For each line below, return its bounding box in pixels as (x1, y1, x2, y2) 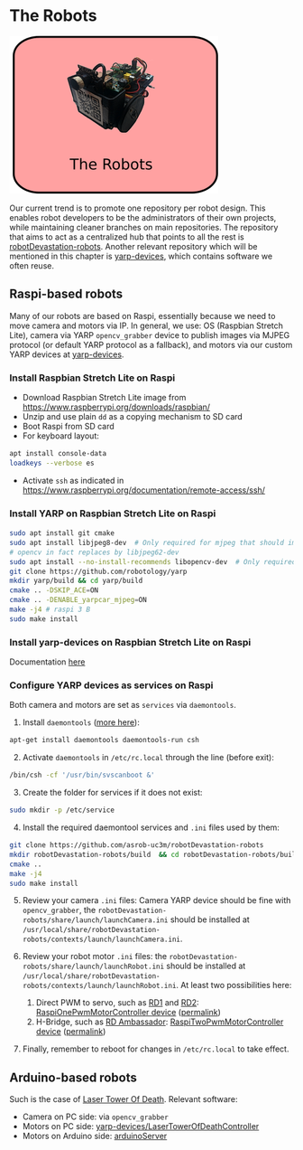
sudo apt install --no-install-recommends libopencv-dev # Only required (9, 557, 297, 566)
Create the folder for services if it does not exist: (22, 787, 203, 798)
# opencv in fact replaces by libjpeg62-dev (9, 548, 179, 557)
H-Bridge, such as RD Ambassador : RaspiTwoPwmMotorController (35, 1016, 284, 1027)
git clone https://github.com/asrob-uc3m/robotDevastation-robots (9, 841, 264, 850)
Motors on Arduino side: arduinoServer (22, 1131, 168, 1142)
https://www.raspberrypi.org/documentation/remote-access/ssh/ (22, 485, 266, 495)
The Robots (9, 5, 97, 26)
